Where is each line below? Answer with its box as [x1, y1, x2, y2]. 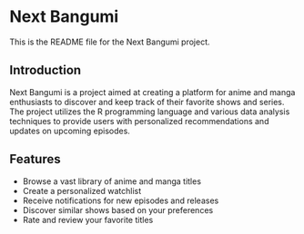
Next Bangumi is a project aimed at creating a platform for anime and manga [9, 86, 296, 97]
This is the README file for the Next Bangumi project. [9, 36, 211, 47]
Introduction [9, 63, 82, 78]
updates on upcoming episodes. [9, 125, 130, 136]
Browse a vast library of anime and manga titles [22, 175, 202, 187]
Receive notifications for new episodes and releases [22, 195, 219, 206]
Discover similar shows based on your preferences [22, 204, 214, 215]
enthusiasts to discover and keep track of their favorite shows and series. [9, 96, 285, 107]
